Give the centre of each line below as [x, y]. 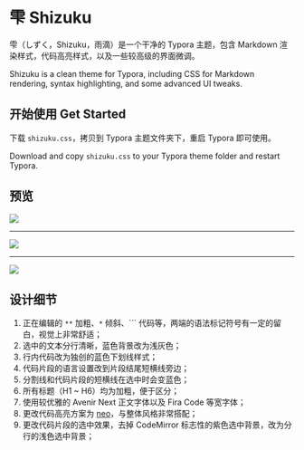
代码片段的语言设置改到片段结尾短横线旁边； [106, 369]
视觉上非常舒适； [70, 334]
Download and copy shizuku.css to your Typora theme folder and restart [145, 156]
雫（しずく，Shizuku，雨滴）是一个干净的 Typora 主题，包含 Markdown [143, 44]
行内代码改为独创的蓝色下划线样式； [90, 357]
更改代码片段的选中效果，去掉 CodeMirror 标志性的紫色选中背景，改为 [153, 425]
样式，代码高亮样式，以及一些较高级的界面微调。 [108, 55]
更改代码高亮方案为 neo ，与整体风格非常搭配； [110, 414]
